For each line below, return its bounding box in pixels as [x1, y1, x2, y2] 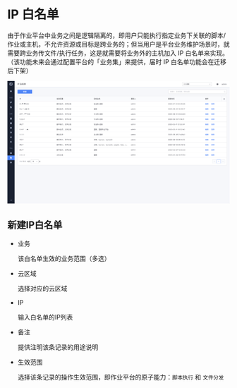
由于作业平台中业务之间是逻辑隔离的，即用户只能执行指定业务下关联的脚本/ [7, 31, 226, 40]
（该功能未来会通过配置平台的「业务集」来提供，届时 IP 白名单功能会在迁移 [7, 57, 227, 66]
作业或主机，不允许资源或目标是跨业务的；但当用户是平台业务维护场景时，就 [7, 40, 230, 48]
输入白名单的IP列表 [17, 313, 73, 321]
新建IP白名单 [7, 219, 63, 231]
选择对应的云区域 [17, 284, 68, 293]
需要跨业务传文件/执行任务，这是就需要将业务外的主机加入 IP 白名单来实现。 [7, 49, 229, 57]
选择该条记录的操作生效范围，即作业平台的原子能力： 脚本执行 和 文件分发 [17, 372, 224, 381]
